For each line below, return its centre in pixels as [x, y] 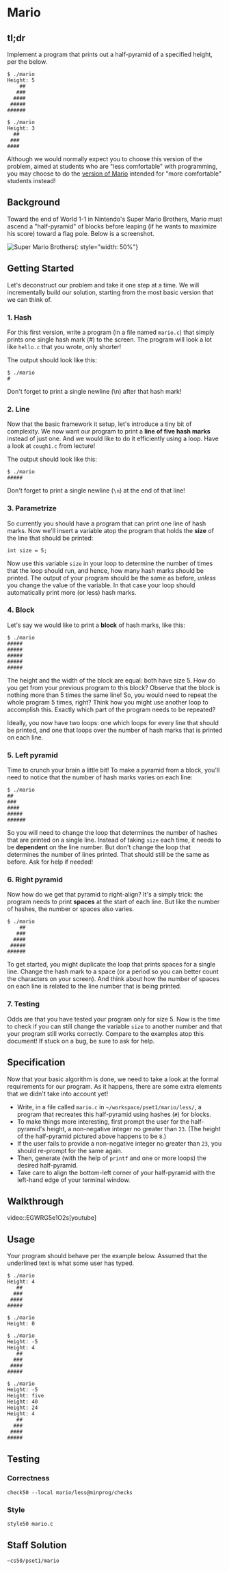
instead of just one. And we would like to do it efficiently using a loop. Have [113, 439]
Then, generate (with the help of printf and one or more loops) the [111, 1158]
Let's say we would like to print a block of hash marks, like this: [96, 625]
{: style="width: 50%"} [106, 247]
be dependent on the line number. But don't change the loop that [99, 847]
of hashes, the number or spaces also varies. [71, 909]
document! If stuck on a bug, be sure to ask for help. [81, 1041]
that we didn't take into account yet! [58, 1094]
